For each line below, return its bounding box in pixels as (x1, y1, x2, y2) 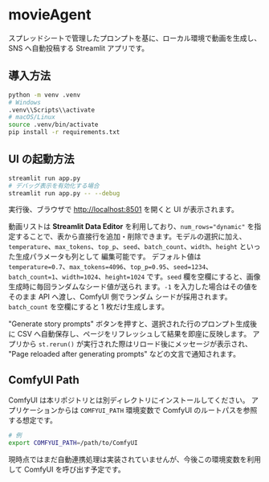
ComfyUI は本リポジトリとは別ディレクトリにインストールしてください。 (8, 395, 250, 405)
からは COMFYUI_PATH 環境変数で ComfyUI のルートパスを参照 (57, 406, 258, 415)
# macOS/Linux (8, 113, 56, 121)
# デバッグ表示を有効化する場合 (8, 182, 100, 190)
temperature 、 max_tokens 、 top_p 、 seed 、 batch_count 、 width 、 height (8, 242, 238, 251)
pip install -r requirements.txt (8, 129, 120, 137)
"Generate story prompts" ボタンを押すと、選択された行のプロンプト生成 (8, 319, 251, 329)
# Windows (8, 98, 42, 106)
